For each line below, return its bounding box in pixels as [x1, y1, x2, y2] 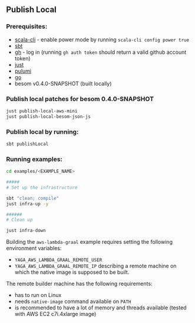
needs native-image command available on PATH [14, 298, 131, 305]
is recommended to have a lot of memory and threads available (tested [14, 304, 187, 311]
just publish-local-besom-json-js [6, 114, 91, 119]
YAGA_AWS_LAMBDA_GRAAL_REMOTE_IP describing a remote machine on [14, 263, 177, 270]
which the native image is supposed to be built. [14, 269, 130, 276]
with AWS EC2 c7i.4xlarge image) [14, 311, 97, 318]
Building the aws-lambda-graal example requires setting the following [6, 238, 173, 246]
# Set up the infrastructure [6, 185, 78, 190]
